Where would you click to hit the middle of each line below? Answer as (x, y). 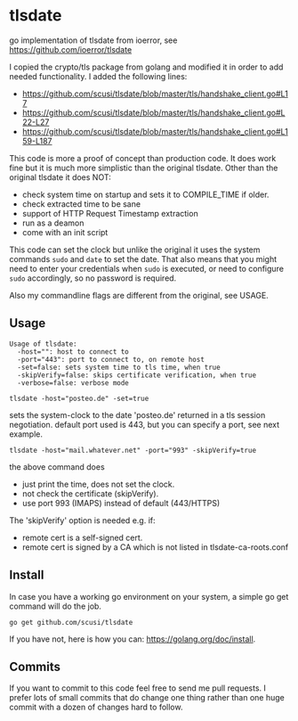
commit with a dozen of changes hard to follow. (96, 707)
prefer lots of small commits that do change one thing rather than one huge (147, 698)
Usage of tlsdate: (43, 344)
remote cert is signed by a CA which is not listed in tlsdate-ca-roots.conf (155, 547)
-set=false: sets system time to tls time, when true (119, 367)
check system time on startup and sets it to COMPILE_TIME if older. (145, 194)
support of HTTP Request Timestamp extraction (110, 213)
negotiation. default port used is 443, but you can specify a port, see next (145, 424)
